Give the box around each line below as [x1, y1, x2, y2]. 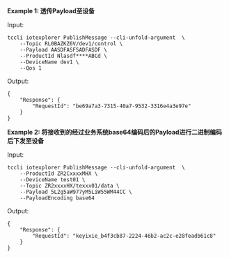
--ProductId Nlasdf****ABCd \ [19, 52, 108, 59]
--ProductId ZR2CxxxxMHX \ [19, 170, 98, 177]
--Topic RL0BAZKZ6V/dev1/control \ [19, 40, 123, 47]
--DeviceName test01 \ [19, 176, 86, 183]
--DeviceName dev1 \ [19, 59, 79, 66]
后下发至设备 [7, 137, 44, 145]
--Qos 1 [19, 65, 42, 72]
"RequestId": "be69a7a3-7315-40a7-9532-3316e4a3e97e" [32, 103, 191, 109]
